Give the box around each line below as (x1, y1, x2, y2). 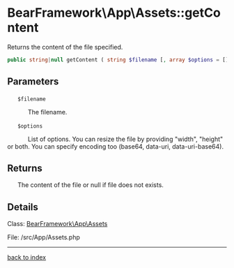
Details (7, 201, 38, 213)
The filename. (27, 107, 68, 116)
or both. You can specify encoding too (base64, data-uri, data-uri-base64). (7, 142, 224, 151)
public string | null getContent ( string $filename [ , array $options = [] (7, 56, 229, 64)
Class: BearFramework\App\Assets (7, 220, 108, 228)
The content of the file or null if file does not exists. (17, 181, 164, 189)
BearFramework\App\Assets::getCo (7, 5, 221, 21)
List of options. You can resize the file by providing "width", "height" (27, 135, 224, 143)
